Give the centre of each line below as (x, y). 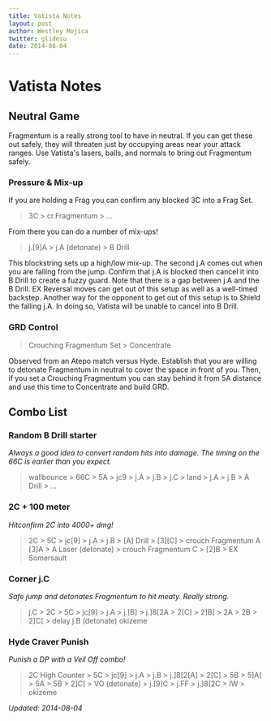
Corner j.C (29, 579)
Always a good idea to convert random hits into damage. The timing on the (134, 453)
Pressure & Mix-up (46, 183)
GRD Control (33, 327)
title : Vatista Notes (45, 16)
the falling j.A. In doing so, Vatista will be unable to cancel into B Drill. (124, 306)
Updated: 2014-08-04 (45, 708)
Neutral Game (44, 116)
